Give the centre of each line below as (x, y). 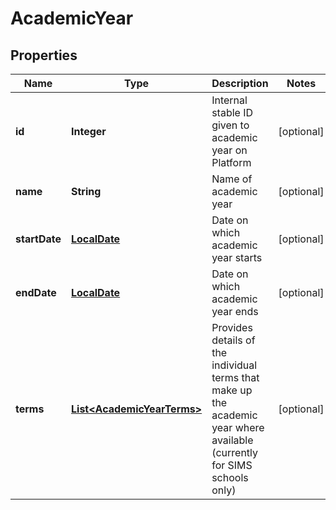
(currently (235, 452)
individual (234, 365)
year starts (237, 257)
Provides (232, 327)
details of (233, 340)
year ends (235, 311)
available (232, 440)
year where (238, 427)
